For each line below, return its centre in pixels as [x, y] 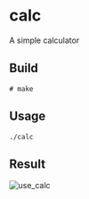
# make [21, 89]
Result [28, 164]
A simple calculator [44, 40]
